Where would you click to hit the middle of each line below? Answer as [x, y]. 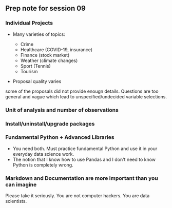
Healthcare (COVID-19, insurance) [56, 49]
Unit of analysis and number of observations [62, 110]
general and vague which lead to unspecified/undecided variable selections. [86, 96]
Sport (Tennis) [36, 66]
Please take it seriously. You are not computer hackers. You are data [78, 196]
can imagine [21, 184]
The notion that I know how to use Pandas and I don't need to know [84, 159]
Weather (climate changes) [49, 60]
